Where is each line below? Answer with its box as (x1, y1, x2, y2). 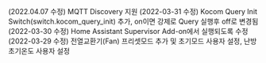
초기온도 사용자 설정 (8, 46, 70, 55)
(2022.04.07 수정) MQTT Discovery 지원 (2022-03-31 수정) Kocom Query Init (8, 7, 258, 16)
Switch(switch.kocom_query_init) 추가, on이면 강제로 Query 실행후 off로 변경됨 (8, 17, 259, 26)
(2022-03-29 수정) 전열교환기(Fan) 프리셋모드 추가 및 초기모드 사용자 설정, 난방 (8, 36, 257, 46)
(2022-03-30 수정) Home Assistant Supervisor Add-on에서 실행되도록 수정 (8, 27, 249, 35)
